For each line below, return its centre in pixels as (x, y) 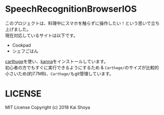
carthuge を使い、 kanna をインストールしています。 (57, 61)
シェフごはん (25, 51)
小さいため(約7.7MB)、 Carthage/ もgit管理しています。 (59, 73)
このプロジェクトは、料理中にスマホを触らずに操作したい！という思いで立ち (82, 23)
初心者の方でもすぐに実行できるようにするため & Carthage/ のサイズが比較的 (82, 68)
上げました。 (18, 29)
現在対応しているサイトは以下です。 (41, 35)
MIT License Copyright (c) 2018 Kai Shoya (48, 107)
